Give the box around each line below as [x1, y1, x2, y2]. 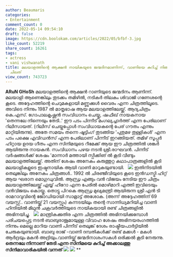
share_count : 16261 [5, 46, 47, 51]
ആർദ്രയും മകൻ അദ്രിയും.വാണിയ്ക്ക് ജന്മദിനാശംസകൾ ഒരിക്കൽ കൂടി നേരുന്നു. [5, 234, 164, 241]
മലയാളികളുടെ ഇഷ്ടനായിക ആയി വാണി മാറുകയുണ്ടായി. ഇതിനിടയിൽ [5, 164, 162, 170]
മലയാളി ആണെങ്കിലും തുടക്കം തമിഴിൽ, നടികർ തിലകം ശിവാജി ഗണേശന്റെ [5, 94, 162, 100]
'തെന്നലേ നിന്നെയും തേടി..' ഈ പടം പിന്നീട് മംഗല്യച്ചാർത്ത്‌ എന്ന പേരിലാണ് [5, 117, 166, 123]
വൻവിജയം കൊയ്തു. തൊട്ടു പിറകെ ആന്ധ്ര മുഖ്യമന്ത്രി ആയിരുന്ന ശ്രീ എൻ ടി [5, 187, 160, 193]
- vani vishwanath [5, 60, 45, 65]
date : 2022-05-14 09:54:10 [5, 27, 63, 32]
